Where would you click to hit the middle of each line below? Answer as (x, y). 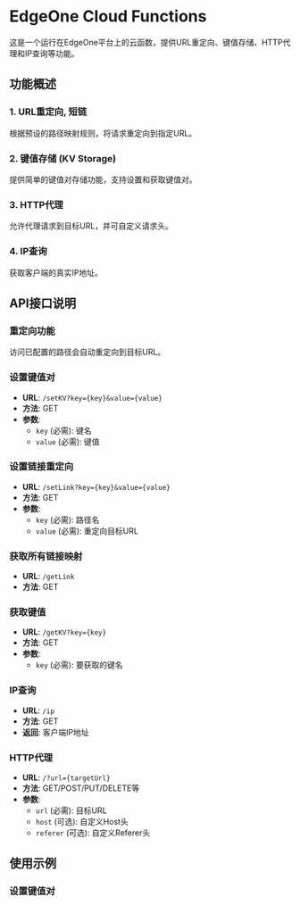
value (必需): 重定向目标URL (87, 531)
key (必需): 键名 (63, 430)
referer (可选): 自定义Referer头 (93, 833)
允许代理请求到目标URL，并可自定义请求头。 (92, 226)
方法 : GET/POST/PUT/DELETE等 (81, 788)
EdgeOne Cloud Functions (108, 17)
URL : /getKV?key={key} (64, 632)
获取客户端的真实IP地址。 (56, 272)
